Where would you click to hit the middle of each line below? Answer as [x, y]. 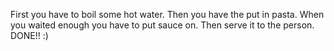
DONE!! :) [29, 35]
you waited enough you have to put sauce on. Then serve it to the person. [162, 25]
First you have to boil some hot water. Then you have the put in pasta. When [167, 14]
